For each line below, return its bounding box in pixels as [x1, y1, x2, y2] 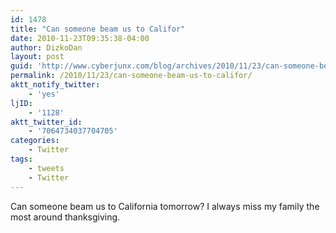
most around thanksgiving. [10, 211, 121, 223]
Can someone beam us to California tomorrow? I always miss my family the [10, 200, 320, 212]
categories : [10, 136, 60, 146]
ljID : [10, 98, 33, 108]
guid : [10, 61, 33, 71]
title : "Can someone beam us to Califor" [10, 24, 186, 34]
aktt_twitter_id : [10, 117, 83, 127]
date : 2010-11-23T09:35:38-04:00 [10, 33, 150, 43]
